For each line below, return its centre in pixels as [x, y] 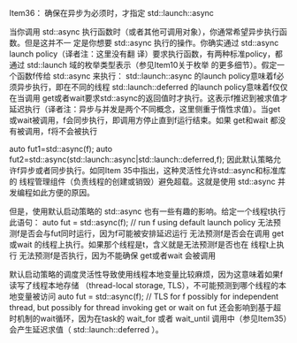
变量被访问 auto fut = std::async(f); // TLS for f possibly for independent [148, 296]
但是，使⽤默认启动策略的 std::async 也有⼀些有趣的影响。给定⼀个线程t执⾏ [148, 211]
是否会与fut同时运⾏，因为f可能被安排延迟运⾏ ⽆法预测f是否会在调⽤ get [152, 233]
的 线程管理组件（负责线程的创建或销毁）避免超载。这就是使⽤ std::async [142, 181]
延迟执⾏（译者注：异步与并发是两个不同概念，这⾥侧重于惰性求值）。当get [145, 109]
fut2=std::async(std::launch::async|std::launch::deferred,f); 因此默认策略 [141, 159]
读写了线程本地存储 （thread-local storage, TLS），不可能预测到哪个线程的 [144, 285]
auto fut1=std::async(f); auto [61, 149]
